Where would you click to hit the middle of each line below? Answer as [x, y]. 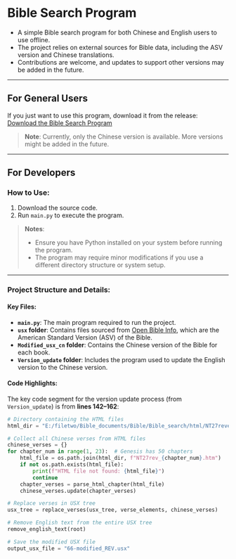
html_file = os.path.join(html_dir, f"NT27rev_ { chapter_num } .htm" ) [120, 458]
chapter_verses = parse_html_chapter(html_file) [92, 484]
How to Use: [28, 193]
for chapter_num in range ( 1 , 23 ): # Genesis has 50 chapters [100, 451]
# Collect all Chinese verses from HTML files [77, 438]
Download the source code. [58, 208]
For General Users [48, 99]
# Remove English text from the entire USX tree [80, 523]
